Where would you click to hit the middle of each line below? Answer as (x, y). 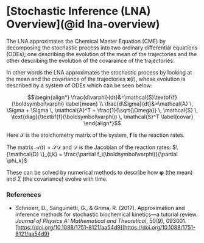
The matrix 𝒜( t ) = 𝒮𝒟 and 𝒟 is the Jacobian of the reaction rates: (89, 147)
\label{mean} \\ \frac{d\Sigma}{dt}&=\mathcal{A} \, (129, 103)
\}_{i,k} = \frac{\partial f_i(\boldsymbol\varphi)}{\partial (109, 154)
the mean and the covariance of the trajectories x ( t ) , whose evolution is (96, 79)
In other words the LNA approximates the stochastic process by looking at (99, 72)
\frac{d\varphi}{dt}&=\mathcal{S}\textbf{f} (124, 97)
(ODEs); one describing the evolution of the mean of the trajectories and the (102, 54)
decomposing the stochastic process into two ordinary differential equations (102, 48)
